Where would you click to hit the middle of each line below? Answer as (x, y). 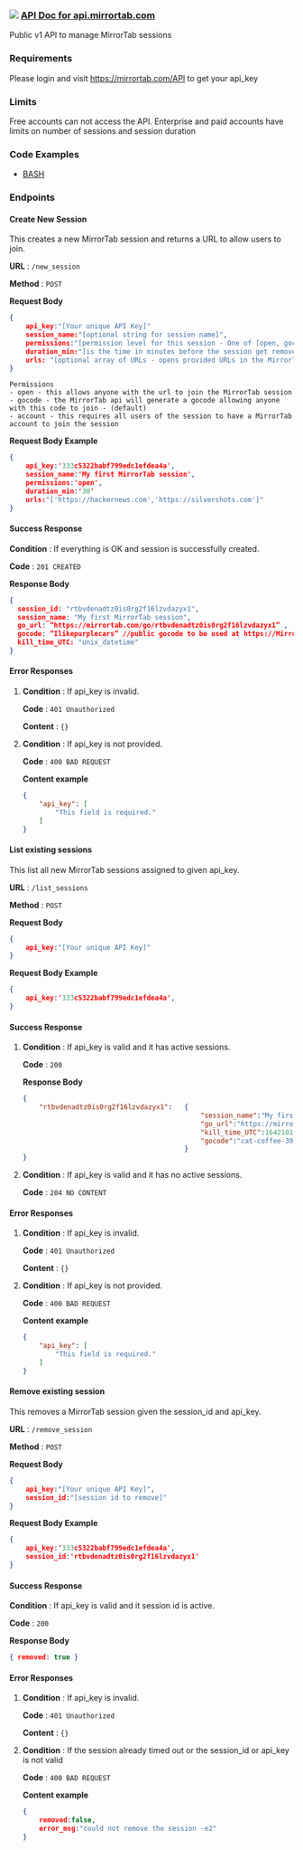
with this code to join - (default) (78, 408)
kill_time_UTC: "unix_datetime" (78, 642)
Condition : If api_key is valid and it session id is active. (112, 1606)
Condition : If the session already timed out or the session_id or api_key (156, 1750)
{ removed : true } (44, 1657)
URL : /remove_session (51, 1428)
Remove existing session (57, 1391)
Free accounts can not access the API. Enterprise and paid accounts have (147, 121)
